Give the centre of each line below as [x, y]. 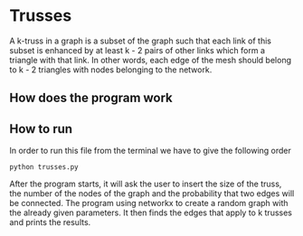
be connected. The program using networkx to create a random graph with [149, 203]
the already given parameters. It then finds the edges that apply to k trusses [151, 212]
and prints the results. [50, 222]
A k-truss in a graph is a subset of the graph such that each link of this [140, 41]
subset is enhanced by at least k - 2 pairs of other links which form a [137, 50]
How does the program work [91, 98]
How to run [41, 129]
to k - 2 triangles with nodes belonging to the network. [111, 70]
